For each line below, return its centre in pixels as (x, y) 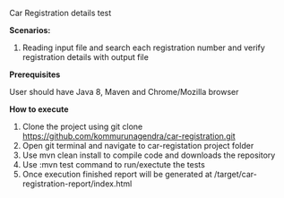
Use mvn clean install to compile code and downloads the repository (149, 155)
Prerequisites (35, 74)
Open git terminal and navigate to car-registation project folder (138, 146)
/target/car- (235, 174)
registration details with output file (86, 57)
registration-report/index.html (77, 184)
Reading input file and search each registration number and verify (144, 47)
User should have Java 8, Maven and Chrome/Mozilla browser (124, 92)
